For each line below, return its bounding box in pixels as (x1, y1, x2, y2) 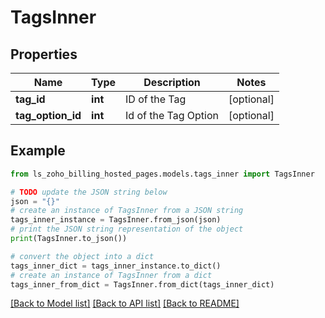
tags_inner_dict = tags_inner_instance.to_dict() (10, 261, 222, 271)
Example (10, 142, 66, 160)
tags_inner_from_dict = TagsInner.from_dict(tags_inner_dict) (10, 279, 275, 290)
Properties (10, 46, 78, 63)
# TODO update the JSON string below (10, 187, 168, 197)
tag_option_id (15, 109, 82, 122)
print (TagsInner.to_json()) (10, 234, 128, 244)
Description (143, 76, 201, 89)
